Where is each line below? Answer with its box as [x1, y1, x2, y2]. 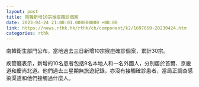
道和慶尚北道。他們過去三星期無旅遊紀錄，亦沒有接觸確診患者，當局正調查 [6, 67, 188, 74]
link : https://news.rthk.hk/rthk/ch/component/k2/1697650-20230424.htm [6, 25, 187, 31]
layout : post [6, 8, 38, 15]
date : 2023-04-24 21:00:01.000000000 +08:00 [6, 19, 118, 25]
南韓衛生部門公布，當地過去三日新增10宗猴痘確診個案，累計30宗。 [6, 48, 169, 55]
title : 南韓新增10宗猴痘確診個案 [6, 14, 79, 20]
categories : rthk [6, 31, 49, 36]
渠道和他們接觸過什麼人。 [11, 75, 74, 82]
